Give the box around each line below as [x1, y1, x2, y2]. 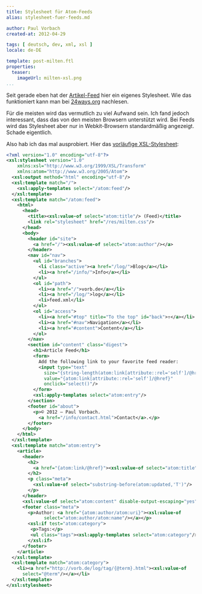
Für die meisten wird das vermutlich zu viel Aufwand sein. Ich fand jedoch [6, 109, 189, 117]
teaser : [11, 69, 31, 75]
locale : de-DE [6, 47, 42, 54]
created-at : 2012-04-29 [6, 31, 66, 37]
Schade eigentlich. [6, 129, 53, 136]
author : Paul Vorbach [6, 25, 61, 31]
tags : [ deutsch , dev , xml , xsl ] [6, 41, 93, 48]
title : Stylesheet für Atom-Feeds [6, 8, 93, 15]
